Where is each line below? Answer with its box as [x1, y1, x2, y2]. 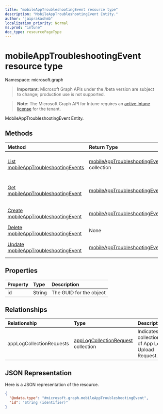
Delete [7, 224, 23, 231]
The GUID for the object [51, 289, 106, 296]
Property [7, 281, 29, 287]
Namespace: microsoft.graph [5, 77, 64, 82]
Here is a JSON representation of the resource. [5, 382, 99, 388]
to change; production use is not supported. [16, 91, 105, 97]
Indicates [137, 328, 159, 335]
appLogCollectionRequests [7, 340, 69, 347]
